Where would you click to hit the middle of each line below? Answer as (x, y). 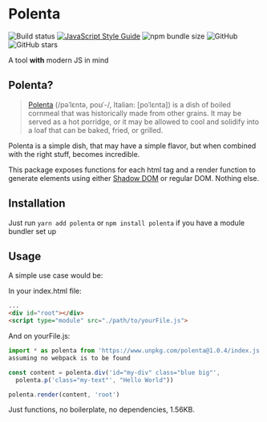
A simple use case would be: (56, 275)
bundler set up (32, 231)
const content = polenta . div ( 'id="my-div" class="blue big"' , (114, 372)
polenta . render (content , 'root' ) (64, 394)
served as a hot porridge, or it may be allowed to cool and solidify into (143, 122)
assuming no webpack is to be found (69, 358)
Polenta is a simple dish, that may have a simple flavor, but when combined (132, 146)
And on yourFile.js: (39, 336)
